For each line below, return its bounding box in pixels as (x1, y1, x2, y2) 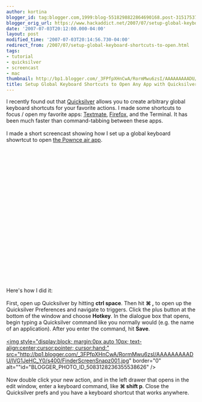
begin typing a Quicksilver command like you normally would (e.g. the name (6, 319, 194, 326)
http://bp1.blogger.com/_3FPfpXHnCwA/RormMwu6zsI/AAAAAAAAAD (20, 351, 194, 358)
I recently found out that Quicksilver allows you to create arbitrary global (6, 98, 186, 105)
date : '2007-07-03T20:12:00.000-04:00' (6, 25, 106, 32)
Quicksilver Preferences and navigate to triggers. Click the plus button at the (6, 306, 196, 313)
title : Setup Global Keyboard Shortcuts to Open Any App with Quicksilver (6, 82, 198, 88)
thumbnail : (6, 76, 34, 82)
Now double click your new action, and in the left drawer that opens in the (6, 376, 189, 383)
